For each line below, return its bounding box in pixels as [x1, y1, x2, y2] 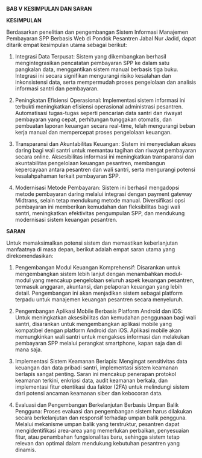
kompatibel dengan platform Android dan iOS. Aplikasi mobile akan [14, 327, 181, 334]
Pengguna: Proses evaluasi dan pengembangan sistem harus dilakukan [14, 408, 192, 415]
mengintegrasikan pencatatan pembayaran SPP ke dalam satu [14, 60, 170, 66]
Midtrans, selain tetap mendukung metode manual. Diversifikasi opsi [14, 197, 186, 204]
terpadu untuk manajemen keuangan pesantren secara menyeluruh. [14, 296, 184, 303]
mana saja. [14, 346, 42, 353]
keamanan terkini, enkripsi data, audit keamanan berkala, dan [14, 377, 168, 384]
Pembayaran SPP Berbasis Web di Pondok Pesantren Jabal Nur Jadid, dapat [6, 35, 196, 42]
